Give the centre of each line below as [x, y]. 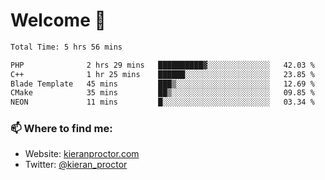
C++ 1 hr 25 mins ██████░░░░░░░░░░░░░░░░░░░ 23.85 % [162, 74]
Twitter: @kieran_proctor [76, 165]
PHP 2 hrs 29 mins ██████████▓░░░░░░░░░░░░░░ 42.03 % [162, 65]
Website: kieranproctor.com [82, 154]
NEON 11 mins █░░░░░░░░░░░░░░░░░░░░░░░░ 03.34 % [162, 102]
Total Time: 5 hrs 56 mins [66, 47]
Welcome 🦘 [58, 20]
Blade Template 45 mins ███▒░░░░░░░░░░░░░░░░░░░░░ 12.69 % [162, 84]
